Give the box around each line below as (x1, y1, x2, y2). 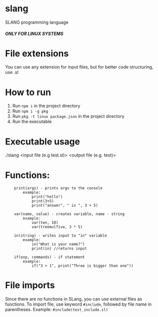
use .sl (5, 70, 19, 75)
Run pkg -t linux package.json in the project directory (12, 113, 125, 119)
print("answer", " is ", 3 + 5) (31, 203, 98, 208)
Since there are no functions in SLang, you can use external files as (5, 296, 142, 302)
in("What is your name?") (31, 242, 85, 247)
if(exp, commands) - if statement (14, 255, 85, 260)
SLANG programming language (5, 19, 69, 25)
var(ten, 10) (31, 220, 58, 225)
